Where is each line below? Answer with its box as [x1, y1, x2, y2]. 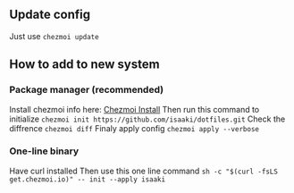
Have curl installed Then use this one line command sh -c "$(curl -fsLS [9, 165, 279, 176]
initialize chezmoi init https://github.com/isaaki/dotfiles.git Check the [9, 113, 286, 124]
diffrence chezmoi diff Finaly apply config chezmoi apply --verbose [9, 122, 259, 133]
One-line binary [9, 145, 80, 157]
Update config [9, 7, 91, 22]
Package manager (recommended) [9, 84, 164, 96]
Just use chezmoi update [9, 30, 100, 41]
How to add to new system [9, 57, 160, 72]
